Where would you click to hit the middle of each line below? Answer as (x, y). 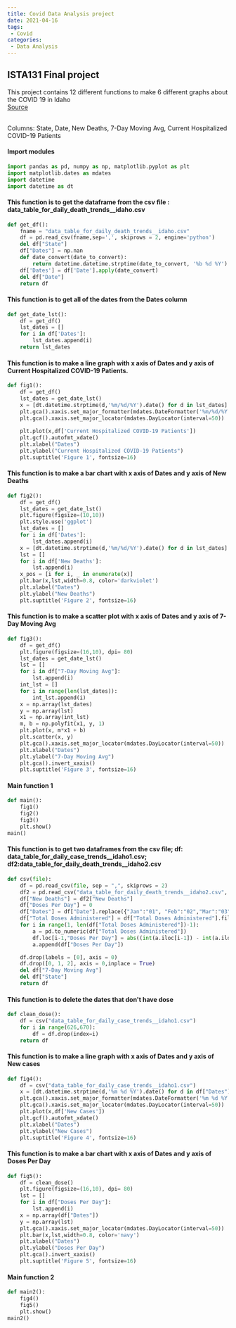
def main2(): (26, 1292)
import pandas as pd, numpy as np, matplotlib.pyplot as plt (99, 167)
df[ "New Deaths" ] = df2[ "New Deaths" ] (77, 898)
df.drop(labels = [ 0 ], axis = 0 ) (69, 957)
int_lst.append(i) (59, 698)
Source (18, 107)
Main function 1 (30, 785)
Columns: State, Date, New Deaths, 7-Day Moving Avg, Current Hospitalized (117, 128)
